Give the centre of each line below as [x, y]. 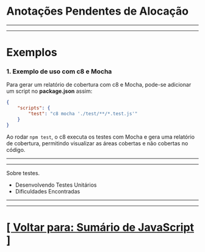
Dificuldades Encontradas [48, 191]
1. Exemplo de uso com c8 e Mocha [59, 71]
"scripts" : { [34, 108]
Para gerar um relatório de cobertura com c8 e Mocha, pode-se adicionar [99, 85]
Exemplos [32, 52]
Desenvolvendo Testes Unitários [56, 185]
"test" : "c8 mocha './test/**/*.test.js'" [83, 114]
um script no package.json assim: [49, 91]
